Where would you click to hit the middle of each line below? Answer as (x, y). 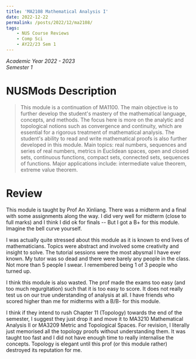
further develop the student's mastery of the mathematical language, (104, 113)
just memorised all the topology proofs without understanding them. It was (96, 331)
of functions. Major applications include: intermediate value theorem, (104, 163)
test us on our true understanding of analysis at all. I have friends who (90, 295)
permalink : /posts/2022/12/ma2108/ (49, 22)
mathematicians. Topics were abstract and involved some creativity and (93, 246)
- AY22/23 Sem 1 (37, 45)
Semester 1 (20, 67)
